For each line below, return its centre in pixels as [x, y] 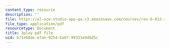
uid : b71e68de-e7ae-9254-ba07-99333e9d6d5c [52, 38]
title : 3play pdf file [29, 33]
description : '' [22, 14]
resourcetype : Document [30, 28]
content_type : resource [30, 10]
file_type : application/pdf [35, 24]
